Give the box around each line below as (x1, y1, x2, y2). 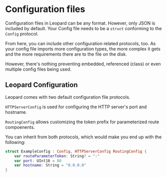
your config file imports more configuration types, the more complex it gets (5, 46, 160, 52)
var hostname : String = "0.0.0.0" (14, 163, 86, 168)
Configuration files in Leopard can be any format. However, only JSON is (5, 20, 155, 26)
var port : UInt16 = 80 (14, 158, 62, 163)
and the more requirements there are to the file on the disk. (5, 51, 127, 57)
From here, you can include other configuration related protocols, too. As (5, 40, 156, 46)
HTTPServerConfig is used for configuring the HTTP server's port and (5, 104, 147, 110)
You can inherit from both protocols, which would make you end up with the (5, 134, 162, 140)
